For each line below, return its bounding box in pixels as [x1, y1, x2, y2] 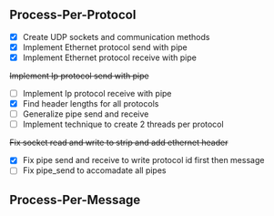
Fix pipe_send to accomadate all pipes [22, 165, 167, 176]
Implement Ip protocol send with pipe [9, 70, 149, 81]
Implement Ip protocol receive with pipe [22, 88, 172, 98]
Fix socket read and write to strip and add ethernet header [9, 137, 228, 149]
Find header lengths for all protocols [22, 98, 159, 109]
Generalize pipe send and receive [22, 108, 149, 119]
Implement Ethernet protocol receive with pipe [22, 52, 198, 63]
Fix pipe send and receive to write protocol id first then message [22, 155, 265, 166]
